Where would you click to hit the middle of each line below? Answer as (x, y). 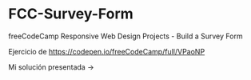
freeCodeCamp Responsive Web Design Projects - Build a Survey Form (125, 36)
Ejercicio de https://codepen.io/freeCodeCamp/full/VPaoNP (107, 51)
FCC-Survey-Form (71, 14)
